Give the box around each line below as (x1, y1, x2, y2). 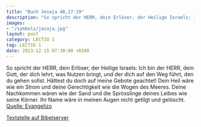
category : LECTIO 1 (6, 37, 55, 43)
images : (6, 20, 26, 26)
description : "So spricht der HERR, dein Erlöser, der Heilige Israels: (6, 14, 191, 20)
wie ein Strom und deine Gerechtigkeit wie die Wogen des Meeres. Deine (6, 83, 187, 90)
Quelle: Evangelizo (6, 102, 52, 110)
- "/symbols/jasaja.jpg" (6, 25, 68, 32)
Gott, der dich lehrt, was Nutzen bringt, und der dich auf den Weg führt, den (6, 70, 194, 78)
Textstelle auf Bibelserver (6, 114, 69, 121)
